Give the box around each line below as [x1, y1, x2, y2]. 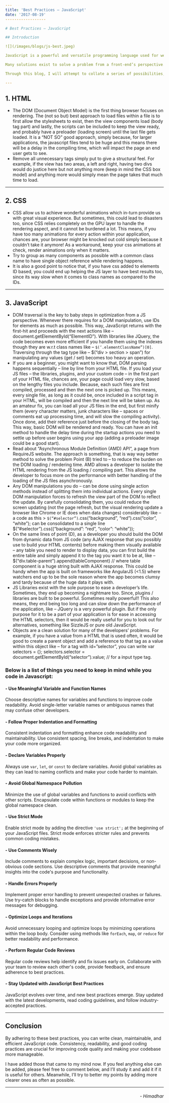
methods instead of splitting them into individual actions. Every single [12, 489, 157, 495]
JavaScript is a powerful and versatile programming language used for [5, 53, 158, 58]
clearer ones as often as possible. [5, 1077, 75, 1083]
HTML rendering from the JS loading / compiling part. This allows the [12, 467, 156, 473]
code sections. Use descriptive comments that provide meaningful [22, 863, 161, 870]
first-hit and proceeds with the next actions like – [12, 328, 114, 334]
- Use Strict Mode [5, 814, 43, 820]
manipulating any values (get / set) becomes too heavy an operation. [12, 355, 155, 361]
